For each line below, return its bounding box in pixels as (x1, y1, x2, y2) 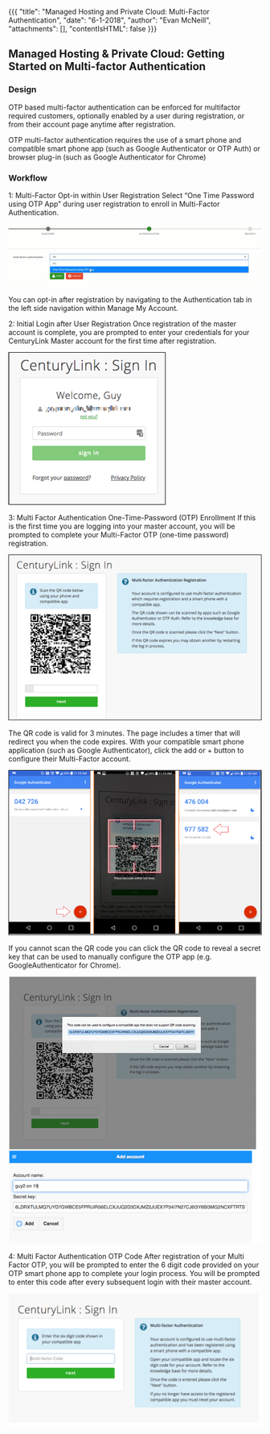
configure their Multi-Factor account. (8, 753, 131, 764)
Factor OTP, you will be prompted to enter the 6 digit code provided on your (8, 1260, 260, 1270)
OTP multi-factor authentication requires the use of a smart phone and (8, 135, 242, 144)
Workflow (8, 172, 48, 184)
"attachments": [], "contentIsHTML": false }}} (8, 24, 157, 33)
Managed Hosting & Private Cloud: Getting (8, 48, 225, 61)
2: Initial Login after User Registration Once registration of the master (8, 319, 237, 329)
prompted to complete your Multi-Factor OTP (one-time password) (8, 530, 229, 540)
